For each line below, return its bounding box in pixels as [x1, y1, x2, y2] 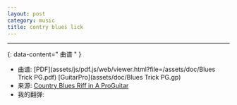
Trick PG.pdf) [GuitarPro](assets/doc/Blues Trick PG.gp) [17, 73, 181, 82]
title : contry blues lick [7, 23, 83, 30]
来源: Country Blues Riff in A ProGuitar [17, 82, 129, 90]
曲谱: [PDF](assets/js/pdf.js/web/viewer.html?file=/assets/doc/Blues [17, 65, 216, 74]
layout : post [7, 10, 46, 18]
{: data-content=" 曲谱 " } [7, 50, 82, 58]
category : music [7, 17, 55, 24]
